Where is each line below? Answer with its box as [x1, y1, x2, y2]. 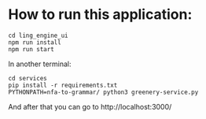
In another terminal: [8, 59, 72, 69]
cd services [8, 74, 47, 82]
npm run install [8, 38, 61, 46]
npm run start [8, 45, 55, 53]
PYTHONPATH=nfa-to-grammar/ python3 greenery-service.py [8, 88, 199, 96]
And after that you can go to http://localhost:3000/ [8, 102, 172, 111]
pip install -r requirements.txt [8, 81, 118, 89]
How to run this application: [8, 6, 193, 24]
